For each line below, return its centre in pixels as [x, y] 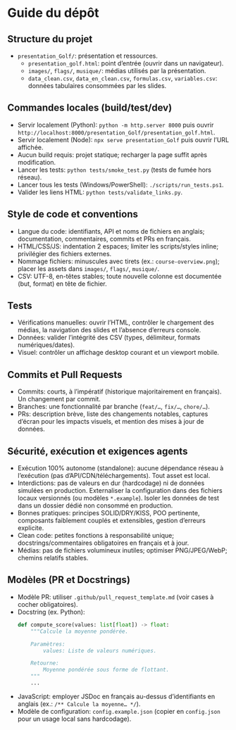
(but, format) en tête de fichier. [62, 284]
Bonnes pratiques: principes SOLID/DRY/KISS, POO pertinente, [108, 513]
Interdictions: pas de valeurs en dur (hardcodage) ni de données [111, 483]
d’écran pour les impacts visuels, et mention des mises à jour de [111, 422]
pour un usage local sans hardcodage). [74, 719]
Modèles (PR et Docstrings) [69, 580]
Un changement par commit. [59, 399]
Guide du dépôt [54, 13]
